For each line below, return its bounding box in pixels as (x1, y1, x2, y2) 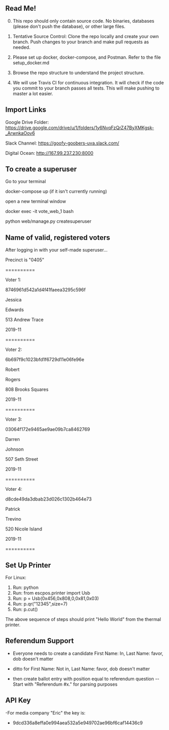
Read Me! (5, 4, 36, 13)
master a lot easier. (12, 90, 53, 97)
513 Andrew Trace (5, 316, 44, 323)
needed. (12, 44, 31, 50)
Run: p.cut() (12, 607, 38, 613)
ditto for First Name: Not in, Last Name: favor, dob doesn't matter (12, 666, 150, 672)
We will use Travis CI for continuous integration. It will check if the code (12, 79, 164, 85)
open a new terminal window (5, 198, 67, 205)
